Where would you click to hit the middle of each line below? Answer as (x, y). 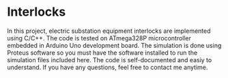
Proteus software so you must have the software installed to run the (102, 53)
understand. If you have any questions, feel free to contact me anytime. (108, 67)
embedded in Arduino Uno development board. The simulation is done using (114, 45)
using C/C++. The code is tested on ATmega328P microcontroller (99, 38)
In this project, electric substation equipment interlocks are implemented (109, 31)
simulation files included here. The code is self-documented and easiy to (110, 60)
